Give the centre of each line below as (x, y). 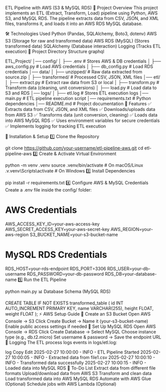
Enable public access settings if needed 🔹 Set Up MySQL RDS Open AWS (81, 326)
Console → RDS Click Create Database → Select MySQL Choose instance (81, 331)
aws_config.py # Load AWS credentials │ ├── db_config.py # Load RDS (79, 66)
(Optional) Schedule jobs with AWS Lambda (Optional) (61, 384)
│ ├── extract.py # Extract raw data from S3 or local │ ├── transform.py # (82, 82)
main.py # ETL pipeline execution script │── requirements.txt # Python (78, 98)
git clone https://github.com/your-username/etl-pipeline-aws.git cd (74, 148)
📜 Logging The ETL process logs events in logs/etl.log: (61, 342)
